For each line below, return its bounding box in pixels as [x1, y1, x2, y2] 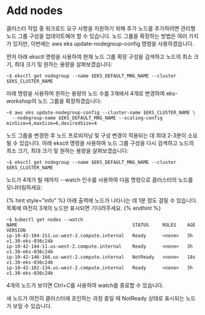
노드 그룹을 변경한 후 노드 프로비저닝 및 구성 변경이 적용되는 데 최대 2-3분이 [6, 132, 187, 139]
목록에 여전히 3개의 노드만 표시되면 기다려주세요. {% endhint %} [6, 204, 161, 212]
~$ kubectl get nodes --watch [6, 217, 84, 223]
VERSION [6, 227, 26, 233]
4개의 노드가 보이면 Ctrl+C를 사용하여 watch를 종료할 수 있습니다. [6, 281, 164, 289]
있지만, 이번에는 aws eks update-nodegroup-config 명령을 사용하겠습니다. [12, 40, 195, 47]
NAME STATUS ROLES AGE [6, 221, 196, 228]
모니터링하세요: [6, 183, 43, 191]
